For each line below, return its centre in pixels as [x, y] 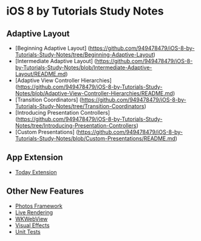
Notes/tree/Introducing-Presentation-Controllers [76, 125]
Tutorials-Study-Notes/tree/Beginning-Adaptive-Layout [84, 55]
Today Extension [36, 172]
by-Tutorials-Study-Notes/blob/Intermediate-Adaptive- [83, 67]
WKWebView [31, 219]
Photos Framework [39, 206]
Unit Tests [28, 231]
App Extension [35, 158]
